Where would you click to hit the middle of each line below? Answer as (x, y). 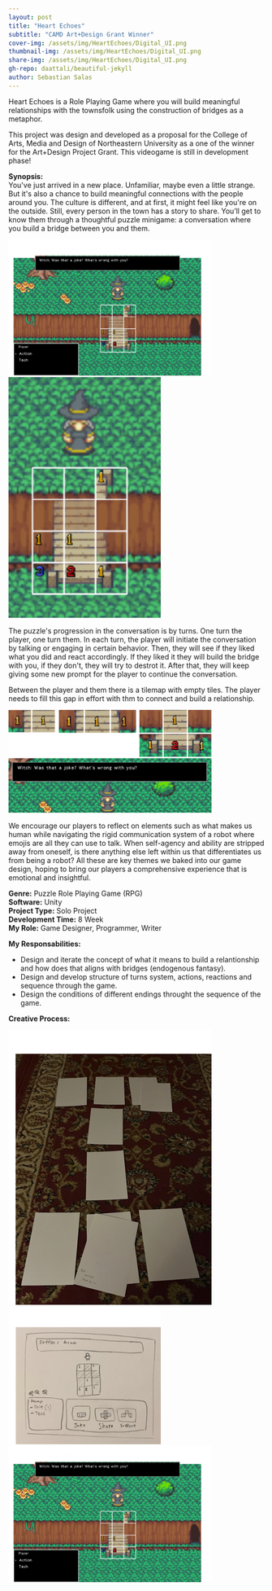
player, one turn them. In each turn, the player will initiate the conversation (133, 640)
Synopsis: (26, 176)
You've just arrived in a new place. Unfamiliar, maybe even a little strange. (132, 185)
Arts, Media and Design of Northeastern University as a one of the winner (132, 143)
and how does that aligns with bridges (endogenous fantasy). (123, 968)
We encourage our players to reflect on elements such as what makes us (130, 826)
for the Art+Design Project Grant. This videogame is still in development (129, 151)
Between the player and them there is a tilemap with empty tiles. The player (135, 690)
